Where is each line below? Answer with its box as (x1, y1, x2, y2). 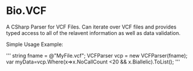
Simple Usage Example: (6, 41, 63, 48)
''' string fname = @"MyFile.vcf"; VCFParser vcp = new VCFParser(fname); (6, 52, 188, 59)
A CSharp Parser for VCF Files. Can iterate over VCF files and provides (6, 23, 177, 30)
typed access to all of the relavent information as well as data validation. (6, 29, 181, 36)
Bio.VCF (6, 4, 47, 17)
